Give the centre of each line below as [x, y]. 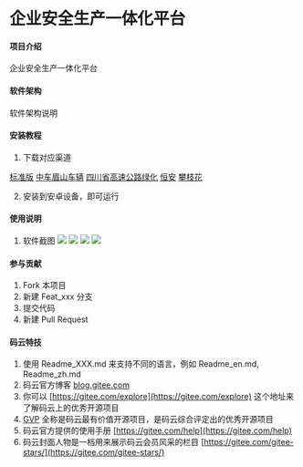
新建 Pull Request [55, 319]
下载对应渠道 [47, 157]
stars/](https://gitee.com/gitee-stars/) [94, 452]
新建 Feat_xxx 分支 [57, 296]
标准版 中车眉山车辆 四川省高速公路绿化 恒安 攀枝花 [106, 176]
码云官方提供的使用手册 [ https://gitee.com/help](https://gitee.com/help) [157, 431]
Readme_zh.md [52, 374]
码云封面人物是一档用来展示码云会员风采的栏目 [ [113, 442]
